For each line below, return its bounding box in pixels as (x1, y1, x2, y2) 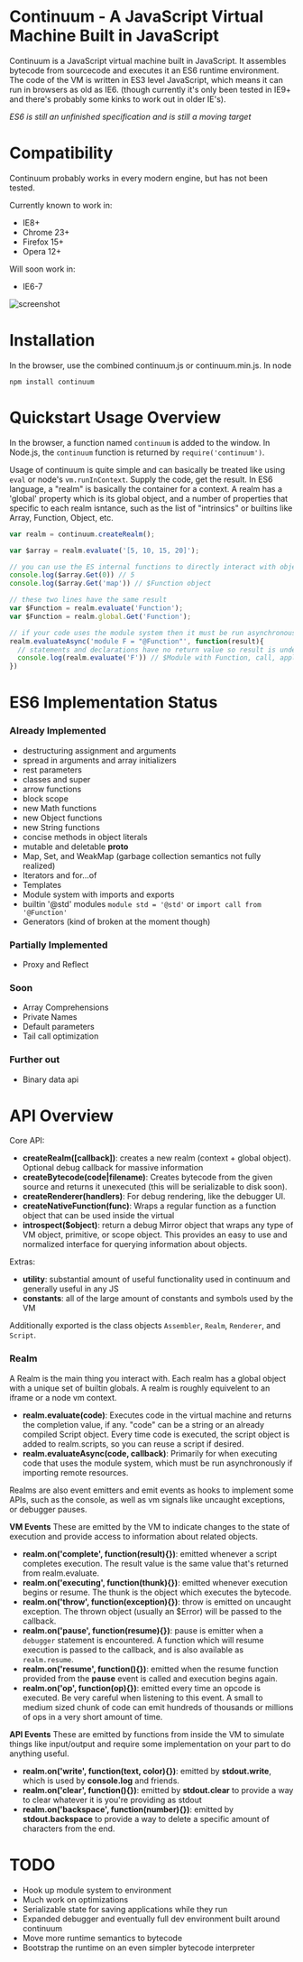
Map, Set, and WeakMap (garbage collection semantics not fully (22, 850, 262, 861)
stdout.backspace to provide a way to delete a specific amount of (22, 1813, 271, 1824)
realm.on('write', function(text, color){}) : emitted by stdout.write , (22, 1765, 272, 1776)
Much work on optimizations (22, 1893, 129, 1905)
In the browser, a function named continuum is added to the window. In (9, 437, 271, 448)
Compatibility (9, 143, 114, 163)
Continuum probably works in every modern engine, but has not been (9, 172, 269, 183)
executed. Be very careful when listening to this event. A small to (22, 1692, 263, 1703)
